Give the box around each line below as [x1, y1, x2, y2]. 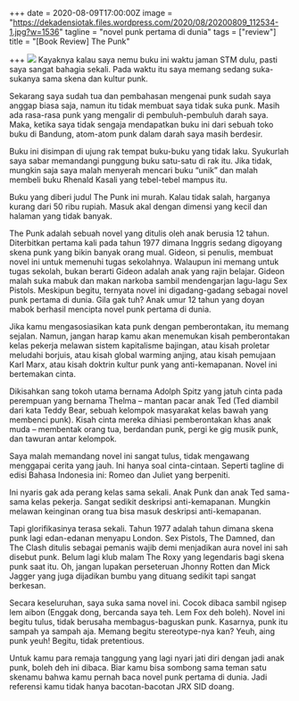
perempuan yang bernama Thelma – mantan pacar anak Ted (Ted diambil [9, 396, 279, 405]
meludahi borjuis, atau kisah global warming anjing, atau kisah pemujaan [9, 350, 277, 360]
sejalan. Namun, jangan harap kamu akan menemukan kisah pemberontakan [9, 330, 290, 341]
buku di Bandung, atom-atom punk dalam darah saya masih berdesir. [9, 129, 263, 139]
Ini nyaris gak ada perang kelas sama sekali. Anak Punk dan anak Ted [9, 487, 265, 497]
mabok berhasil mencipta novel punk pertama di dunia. [9, 304, 212, 314]
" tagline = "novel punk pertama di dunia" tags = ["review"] [59, 27, 277, 37]
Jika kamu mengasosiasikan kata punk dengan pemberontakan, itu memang [9, 321, 289, 331]
